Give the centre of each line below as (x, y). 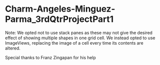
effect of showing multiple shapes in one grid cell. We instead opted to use (80, 38)
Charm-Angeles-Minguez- (60, 9)
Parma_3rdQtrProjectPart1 (59, 19)
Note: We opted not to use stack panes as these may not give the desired (79, 32)
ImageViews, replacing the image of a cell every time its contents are (74, 43)
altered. (13, 48)
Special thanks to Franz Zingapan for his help (50, 57)
